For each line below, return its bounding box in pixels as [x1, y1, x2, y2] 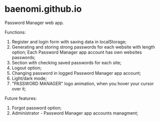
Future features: [4, 95, 37, 101]
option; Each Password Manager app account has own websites [11, 49, 142, 55]
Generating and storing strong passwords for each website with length [11, 44, 156, 50]
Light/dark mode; [11, 75, 47, 81]
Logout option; [11, 65, 42, 71]
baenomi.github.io [4, 3, 82, 15]
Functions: [4, 29, 26, 35]
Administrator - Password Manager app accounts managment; [11, 110, 139, 116]
